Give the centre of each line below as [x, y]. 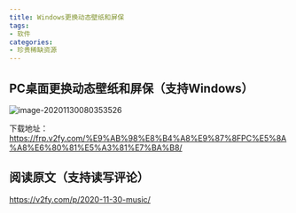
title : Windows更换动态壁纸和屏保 [67, 17]
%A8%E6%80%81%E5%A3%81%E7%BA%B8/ [96, 148]
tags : [19, 26]
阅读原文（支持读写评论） [79, 178]
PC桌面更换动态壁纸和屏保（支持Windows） [132, 88]
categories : [31, 42]
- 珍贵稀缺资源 [33, 50]
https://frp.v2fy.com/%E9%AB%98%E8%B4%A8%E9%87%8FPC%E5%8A [148, 138]
